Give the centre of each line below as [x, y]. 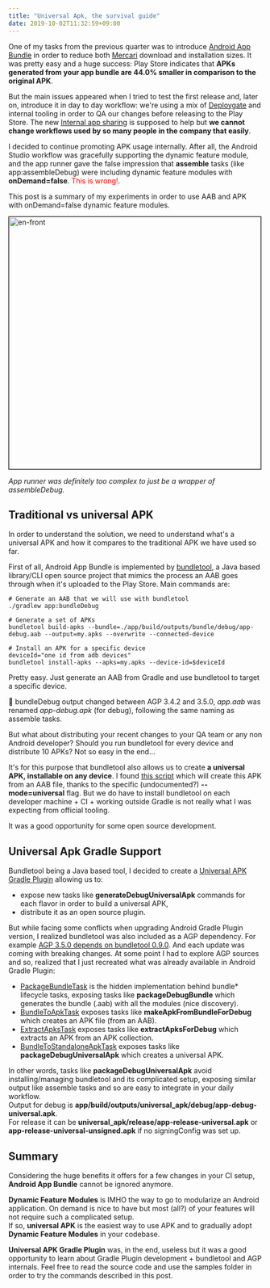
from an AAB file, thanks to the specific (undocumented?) [104, 785]
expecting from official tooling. [59, 810]
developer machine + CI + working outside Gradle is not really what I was [130, 802]
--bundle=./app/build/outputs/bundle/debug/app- [170, 627]
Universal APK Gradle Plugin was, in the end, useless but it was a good [128, 1249]
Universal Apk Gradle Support [85, 852]
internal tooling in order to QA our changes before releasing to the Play [126, 113]
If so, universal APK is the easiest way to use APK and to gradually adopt [130, 1225]
